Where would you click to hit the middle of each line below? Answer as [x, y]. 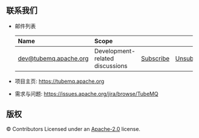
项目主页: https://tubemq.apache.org [60, 81]
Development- [115, 51]
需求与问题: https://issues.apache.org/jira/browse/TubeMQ [86, 94]
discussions [111, 66]
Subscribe [155, 58]
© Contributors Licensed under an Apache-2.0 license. [73, 129]
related [104, 58]
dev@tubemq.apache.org [53, 58]
